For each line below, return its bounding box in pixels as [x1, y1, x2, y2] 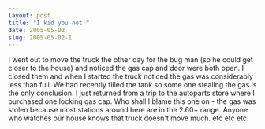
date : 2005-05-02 [8, 26, 65, 34]
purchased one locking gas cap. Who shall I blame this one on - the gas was [8, 97, 256, 106]
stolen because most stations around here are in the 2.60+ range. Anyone [8, 105, 248, 115]
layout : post [8, 11, 51, 20]
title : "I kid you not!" [8, 19, 90, 27]
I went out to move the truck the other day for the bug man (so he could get [8, 55, 254, 64]
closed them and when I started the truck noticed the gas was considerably [8, 72, 254, 81]
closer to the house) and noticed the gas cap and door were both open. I [8, 64, 244, 73]
